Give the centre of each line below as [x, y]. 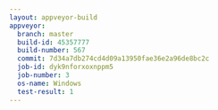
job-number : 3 [43, 75]
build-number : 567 [52, 51]
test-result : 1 [46, 91]
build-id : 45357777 [54, 42]
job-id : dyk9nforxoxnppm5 [66, 67]
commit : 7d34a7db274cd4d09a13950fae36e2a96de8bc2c [113, 59]
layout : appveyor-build [54, 17]
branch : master [46, 34]
